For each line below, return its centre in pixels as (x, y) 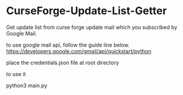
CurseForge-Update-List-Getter (87, 11)
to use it (16, 74)
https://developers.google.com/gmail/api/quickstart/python (79, 51)
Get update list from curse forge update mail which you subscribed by (92, 27)
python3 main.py (27, 85)
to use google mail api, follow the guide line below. (68, 45)
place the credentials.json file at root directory (63, 63)
